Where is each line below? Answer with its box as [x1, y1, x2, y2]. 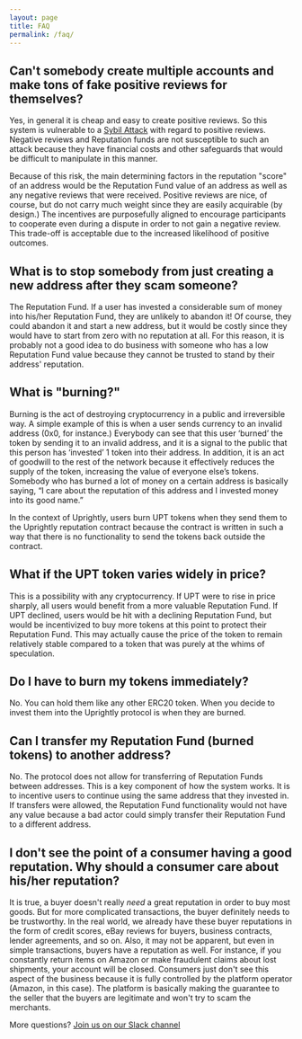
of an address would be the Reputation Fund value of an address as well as [9, 181, 288, 191]
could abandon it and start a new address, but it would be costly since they [9, 321, 288, 331]
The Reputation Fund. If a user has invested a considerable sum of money [9, 302, 283, 312]
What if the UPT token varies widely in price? [9, 567, 267, 582]
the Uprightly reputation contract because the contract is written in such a [9, 521, 284, 532]
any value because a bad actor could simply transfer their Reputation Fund [9, 810, 286, 821]
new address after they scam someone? [9, 278, 238, 293]
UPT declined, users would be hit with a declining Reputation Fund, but [9, 609, 272, 620]
